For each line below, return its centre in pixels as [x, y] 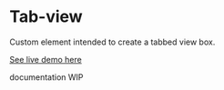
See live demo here [46, 59]
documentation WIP [46, 77]
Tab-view [46, 17]
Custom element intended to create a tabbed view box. [112, 42]
